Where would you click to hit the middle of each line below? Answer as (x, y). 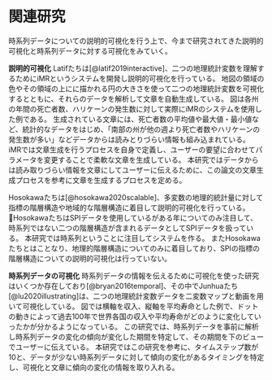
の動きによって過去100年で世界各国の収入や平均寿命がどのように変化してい (135, 316)
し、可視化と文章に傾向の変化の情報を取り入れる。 (94, 367)
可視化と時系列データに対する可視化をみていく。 (90, 50)
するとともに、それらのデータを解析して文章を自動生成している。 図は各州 (134, 98)
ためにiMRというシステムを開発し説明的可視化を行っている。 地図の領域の (140, 78)
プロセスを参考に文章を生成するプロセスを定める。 (101, 180)
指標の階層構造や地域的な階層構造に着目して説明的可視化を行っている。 (129, 207)
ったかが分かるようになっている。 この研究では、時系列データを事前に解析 (134, 326)
